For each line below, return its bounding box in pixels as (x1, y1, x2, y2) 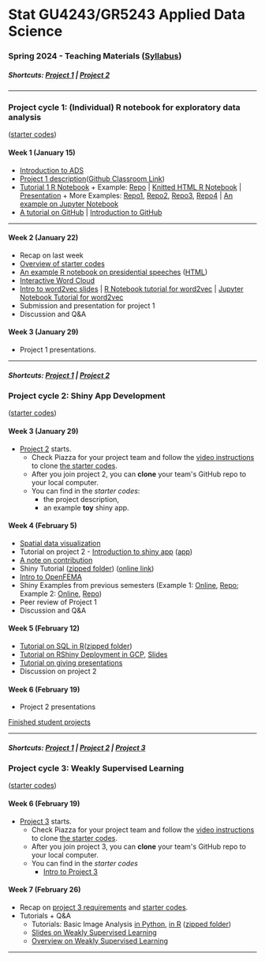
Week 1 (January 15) (8, 148, 77, 157)
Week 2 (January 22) (8, 233, 79, 243)
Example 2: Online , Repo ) (19, 589, 103, 598)
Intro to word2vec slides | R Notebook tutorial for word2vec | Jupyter (19, 284, 244, 293)
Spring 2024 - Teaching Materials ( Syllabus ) (8, 51, 182, 62)
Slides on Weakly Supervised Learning (31, 927, 158, 937)
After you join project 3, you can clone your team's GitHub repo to (31, 842, 247, 851)
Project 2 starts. (19, 444, 72, 454)
